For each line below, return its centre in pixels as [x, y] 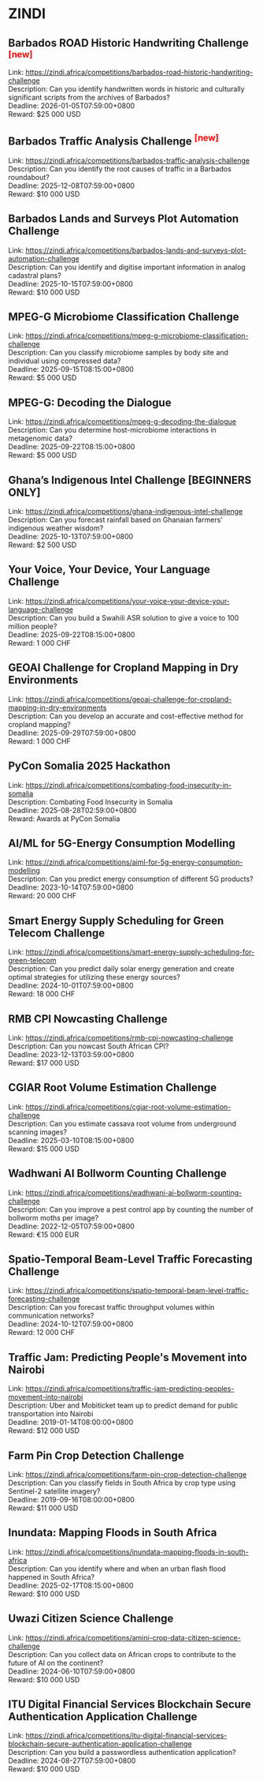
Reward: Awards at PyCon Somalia [64, 819]
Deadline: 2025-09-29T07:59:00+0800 [72, 733]
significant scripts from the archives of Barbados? [89, 97]
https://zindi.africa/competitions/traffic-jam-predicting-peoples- [130, 1389]
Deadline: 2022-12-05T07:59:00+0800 [72, 1226]
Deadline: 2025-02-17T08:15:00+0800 [71, 1585]
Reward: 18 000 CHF [42, 994]
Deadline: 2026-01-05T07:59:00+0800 [72, 106]
